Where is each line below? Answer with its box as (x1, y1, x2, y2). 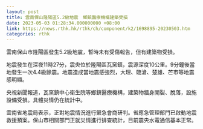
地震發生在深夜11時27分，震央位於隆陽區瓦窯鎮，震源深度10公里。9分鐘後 (6, 61, 190, 68)
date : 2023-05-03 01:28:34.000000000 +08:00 (6, 20, 120, 26)
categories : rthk (6, 31, 50, 37)
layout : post (6, 8, 39, 15)
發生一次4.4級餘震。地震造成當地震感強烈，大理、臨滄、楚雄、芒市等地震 (11, 68, 195, 76)
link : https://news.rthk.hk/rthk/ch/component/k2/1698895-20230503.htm (6, 25, 190, 32)
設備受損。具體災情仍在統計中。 (6, 97, 86, 104)
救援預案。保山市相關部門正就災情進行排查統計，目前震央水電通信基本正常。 (6, 116, 197, 124)
